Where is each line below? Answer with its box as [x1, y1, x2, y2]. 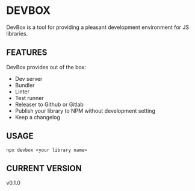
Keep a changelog [14, 113, 60, 121]
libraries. [6, 30, 28, 37]
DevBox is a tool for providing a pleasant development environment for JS [6, 23, 190, 31]
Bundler [14, 81, 35, 89]
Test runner [14, 94, 44, 101]
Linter [14, 88, 30, 95]
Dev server [14, 75, 43, 82]
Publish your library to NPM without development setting [14, 107, 155, 114]
